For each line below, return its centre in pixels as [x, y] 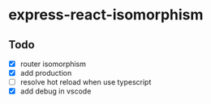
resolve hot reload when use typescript [86, 82]
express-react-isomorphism [106, 15]
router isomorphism [53, 64]
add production [46, 73]
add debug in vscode [56, 91]
